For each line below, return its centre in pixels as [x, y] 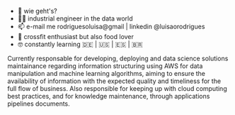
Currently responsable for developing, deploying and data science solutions [118, 58]
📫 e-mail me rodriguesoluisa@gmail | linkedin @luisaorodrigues [111, 26]
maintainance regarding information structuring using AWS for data [105, 66]
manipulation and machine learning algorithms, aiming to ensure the [107, 73]
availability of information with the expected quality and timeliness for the [114, 81]
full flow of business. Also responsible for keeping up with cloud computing [117, 88]
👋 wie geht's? [38, 11]
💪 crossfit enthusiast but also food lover [76, 37]
